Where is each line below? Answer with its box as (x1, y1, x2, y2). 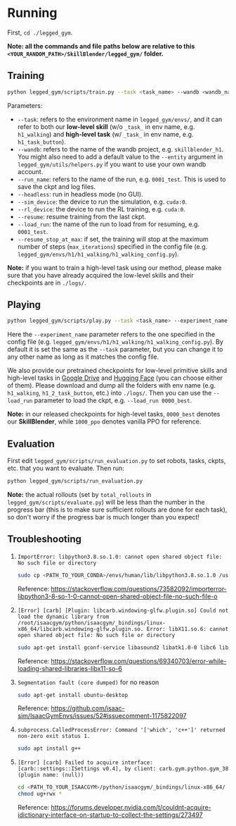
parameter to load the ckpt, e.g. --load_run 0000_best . (34, 396, 192, 405)
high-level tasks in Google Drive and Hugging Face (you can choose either (7, 374, 223, 382)
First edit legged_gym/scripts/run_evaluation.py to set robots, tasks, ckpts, (7, 457, 226, 465)
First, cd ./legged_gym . (7, 28, 73, 37)
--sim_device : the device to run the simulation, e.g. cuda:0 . (17, 197, 188, 206)
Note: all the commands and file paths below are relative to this (7, 42, 195, 50)
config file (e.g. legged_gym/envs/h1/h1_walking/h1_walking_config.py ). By (7, 338, 223, 346)
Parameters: (7, 101, 43, 110)
